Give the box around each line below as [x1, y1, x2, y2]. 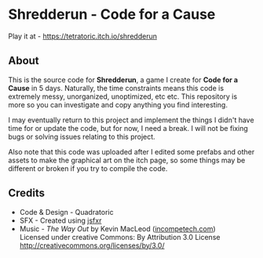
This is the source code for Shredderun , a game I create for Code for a [8, 74, 238, 84]
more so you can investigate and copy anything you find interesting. [8, 100, 228, 109]
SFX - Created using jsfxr [19, 216, 102, 225]
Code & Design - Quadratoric [19, 207, 114, 216]
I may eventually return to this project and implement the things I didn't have [8, 115, 254, 125]
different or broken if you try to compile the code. [8, 163, 168, 173]
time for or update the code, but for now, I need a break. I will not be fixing [8, 123, 249, 133]
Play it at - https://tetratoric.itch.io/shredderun [8, 31, 157, 41]
